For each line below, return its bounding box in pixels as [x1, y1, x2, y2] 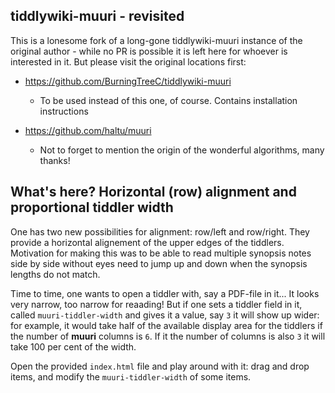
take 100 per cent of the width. [10, 340, 137, 353]
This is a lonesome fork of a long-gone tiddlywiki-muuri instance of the [10, 34, 303, 46]
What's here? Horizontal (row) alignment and [10, 184, 297, 201]
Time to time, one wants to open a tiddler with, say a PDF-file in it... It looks [10, 287, 320, 299]
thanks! [39, 154, 71, 166]
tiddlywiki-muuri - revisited [10, 8, 185, 25]
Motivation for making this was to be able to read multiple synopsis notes [10, 247, 312, 259]
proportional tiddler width [10, 199, 174, 216]
